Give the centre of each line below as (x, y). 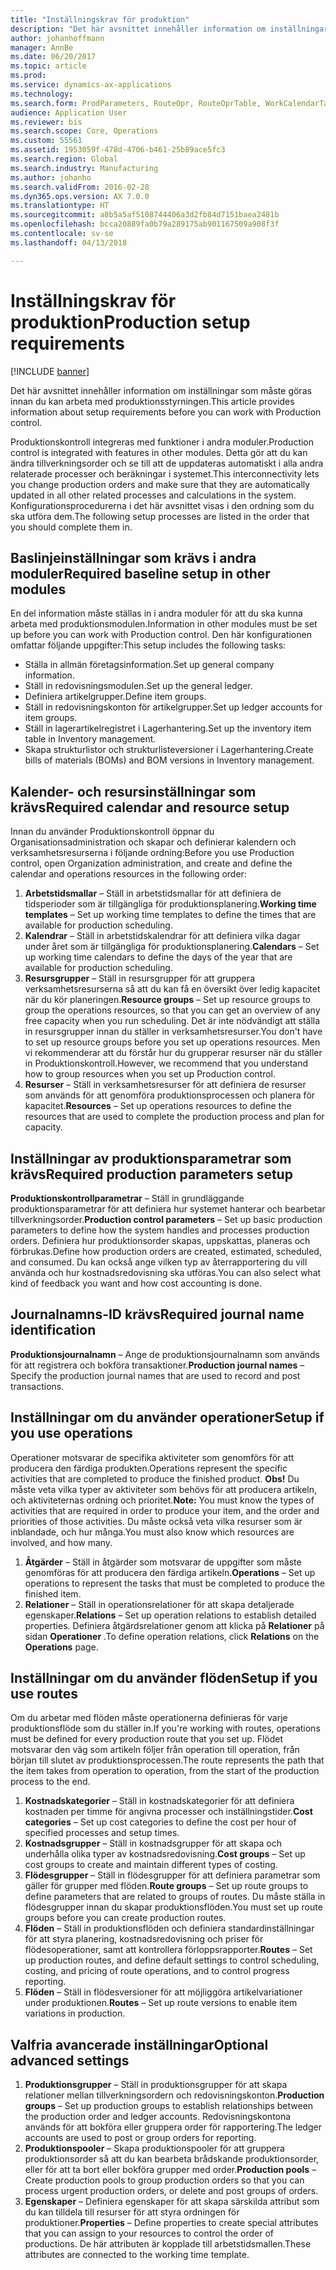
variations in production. (75, 2013)
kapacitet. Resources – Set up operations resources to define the (158, 1106)
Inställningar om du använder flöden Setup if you (164, 1678)
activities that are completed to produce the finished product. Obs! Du (155, 1478)
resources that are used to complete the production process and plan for (174, 1117)
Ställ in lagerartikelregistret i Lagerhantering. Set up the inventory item (168, 728)
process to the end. (50, 1782)
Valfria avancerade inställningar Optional (139, 2044)
